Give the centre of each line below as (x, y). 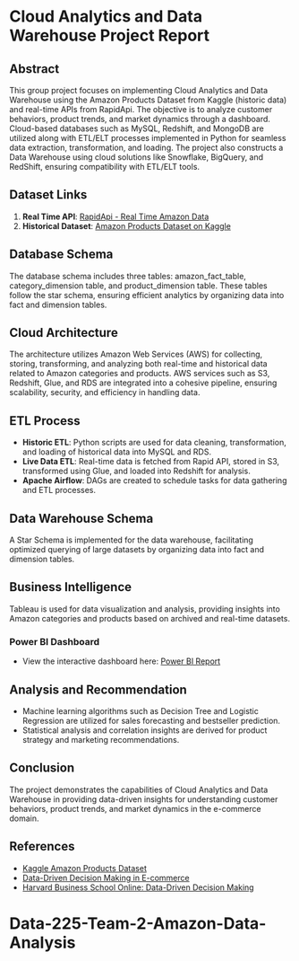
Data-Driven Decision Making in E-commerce (106, 877)
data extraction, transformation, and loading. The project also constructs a (146, 147)
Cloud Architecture (64, 333)
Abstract (34, 69)
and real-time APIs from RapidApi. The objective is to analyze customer (141, 109)
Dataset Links (48, 195)
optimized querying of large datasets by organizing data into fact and (137, 550)
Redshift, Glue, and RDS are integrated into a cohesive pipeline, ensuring (143, 383)
